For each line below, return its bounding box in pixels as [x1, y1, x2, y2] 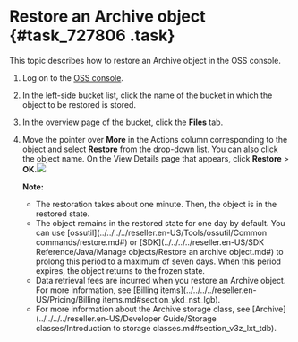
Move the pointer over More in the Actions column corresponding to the [21, 134, 288, 145]
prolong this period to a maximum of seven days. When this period [35, 256, 282, 267]
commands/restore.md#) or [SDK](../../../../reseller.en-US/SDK [35, 236, 265, 248]
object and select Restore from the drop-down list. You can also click [21, 144, 279, 154]
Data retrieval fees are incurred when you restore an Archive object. [35, 275, 286, 285]
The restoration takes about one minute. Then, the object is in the [35, 198, 277, 209]
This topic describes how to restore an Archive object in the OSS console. [9, 55, 282, 66]
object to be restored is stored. [21, 99, 137, 110]
